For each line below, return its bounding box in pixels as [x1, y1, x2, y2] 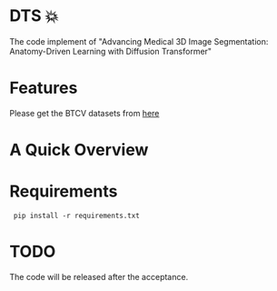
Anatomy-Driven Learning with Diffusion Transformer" [9, 45, 212, 56]
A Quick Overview [9, 140, 149, 160]
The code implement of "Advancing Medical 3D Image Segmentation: [9, 35, 269, 46]
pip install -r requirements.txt [13, 211, 141, 220]
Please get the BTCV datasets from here [9, 107, 160, 118]
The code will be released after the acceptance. [9, 271, 189, 282]
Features [9, 78, 78, 98]
